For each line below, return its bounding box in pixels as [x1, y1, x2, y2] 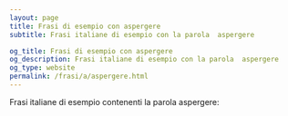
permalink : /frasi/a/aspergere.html [9, 72, 149, 82]
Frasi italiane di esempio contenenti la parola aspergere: [9, 96, 221, 107]
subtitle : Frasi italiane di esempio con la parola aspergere [9, 30, 255, 39]
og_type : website [9, 63, 76, 72]
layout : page [9, 13, 59, 23]
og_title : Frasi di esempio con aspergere [9, 46, 173, 55]
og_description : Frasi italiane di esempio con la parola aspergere [9, 55, 280, 64]
